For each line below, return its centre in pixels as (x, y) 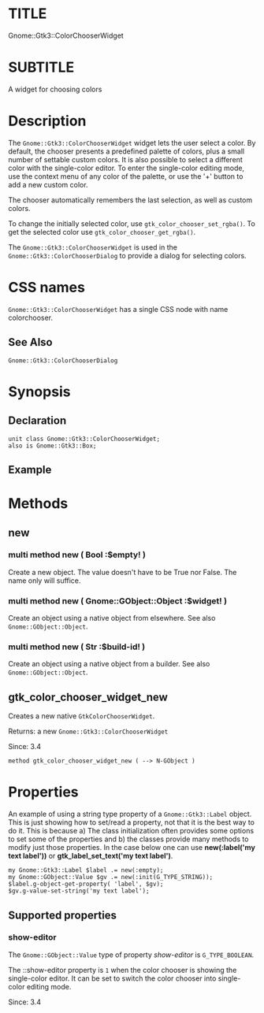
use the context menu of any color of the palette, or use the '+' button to (126, 176)
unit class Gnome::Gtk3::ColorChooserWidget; (84, 439)
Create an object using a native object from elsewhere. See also (112, 618)
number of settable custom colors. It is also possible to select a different (125, 159)
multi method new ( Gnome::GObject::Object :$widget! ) (117, 601)
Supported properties (62, 915)
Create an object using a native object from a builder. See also (109, 664)
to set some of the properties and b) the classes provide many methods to (128, 839)
